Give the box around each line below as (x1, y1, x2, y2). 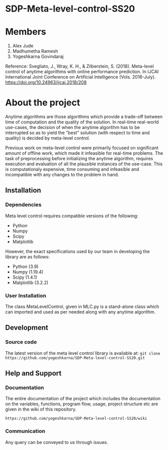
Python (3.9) (12, 263, 39, 270)
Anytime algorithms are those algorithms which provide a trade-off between (5, 114, 162, 120)
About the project (5, 97, 80, 108)
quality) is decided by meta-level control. (5, 135, 91, 141)
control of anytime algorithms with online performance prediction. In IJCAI (5, 69, 159, 75)
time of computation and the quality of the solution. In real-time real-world (5, 119, 159, 125)
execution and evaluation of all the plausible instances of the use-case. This (5, 161, 163, 167)
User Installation (5, 292, 46, 299)
